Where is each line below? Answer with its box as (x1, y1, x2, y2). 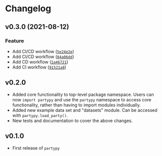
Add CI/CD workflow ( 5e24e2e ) (12, 48, 75, 54)
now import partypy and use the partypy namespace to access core (12, 96, 152, 102)
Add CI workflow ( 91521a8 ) (12, 64, 67, 70)
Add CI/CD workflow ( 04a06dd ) (12, 54, 75, 60)
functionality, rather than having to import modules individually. (12, 102, 141, 108)
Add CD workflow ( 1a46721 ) (12, 59, 69, 64)
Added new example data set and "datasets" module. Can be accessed (12, 107, 158, 113)
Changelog (5, 3, 51, 14)
